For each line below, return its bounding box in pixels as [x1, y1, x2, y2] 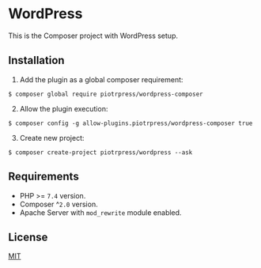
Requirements [8, 170, 79, 183]
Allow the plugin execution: [19, 104, 108, 113]
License [8, 230, 48, 243]
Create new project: [19, 133, 85, 142]
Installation [8, 54, 65, 67]
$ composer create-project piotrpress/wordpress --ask [8, 148, 193, 157]
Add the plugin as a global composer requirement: [19, 74, 183, 84]
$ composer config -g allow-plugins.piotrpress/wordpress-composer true [8, 119, 253, 127]
